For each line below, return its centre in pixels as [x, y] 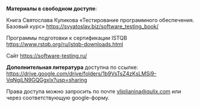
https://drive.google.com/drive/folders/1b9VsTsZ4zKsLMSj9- [81, 73]
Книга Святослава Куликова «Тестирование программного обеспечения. [100, 20]
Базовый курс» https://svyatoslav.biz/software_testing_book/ [82, 26]
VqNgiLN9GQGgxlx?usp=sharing [47, 80]
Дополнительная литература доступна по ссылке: [72, 67]
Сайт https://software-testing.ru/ [47, 56]
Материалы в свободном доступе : [52, 9]
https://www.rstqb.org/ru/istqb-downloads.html [65, 44]
